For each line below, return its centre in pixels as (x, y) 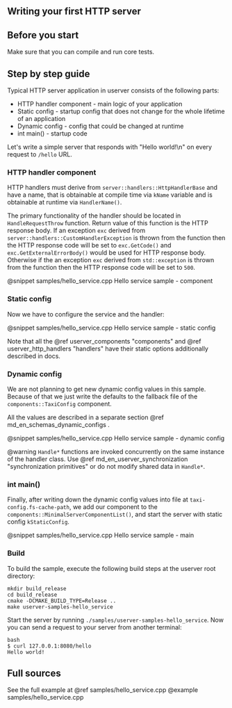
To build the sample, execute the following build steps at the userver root (111, 568)
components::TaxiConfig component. (60, 403)
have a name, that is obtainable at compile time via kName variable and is (110, 195)
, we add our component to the (113, 507)
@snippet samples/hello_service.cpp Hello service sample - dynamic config (116, 438)
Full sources (34, 673)
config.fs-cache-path (39, 508)
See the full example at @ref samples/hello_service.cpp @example (103, 690)
